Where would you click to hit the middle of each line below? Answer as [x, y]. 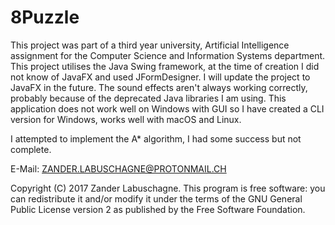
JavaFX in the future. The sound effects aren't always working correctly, [159, 87]
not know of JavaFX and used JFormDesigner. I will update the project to [160, 77]
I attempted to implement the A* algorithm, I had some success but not [156, 138]
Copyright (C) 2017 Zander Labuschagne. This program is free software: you [168, 188]
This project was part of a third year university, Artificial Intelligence [150, 45]
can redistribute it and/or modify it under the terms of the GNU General [156, 198]
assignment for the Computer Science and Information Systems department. [168, 55]
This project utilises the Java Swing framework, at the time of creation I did [165, 66]
